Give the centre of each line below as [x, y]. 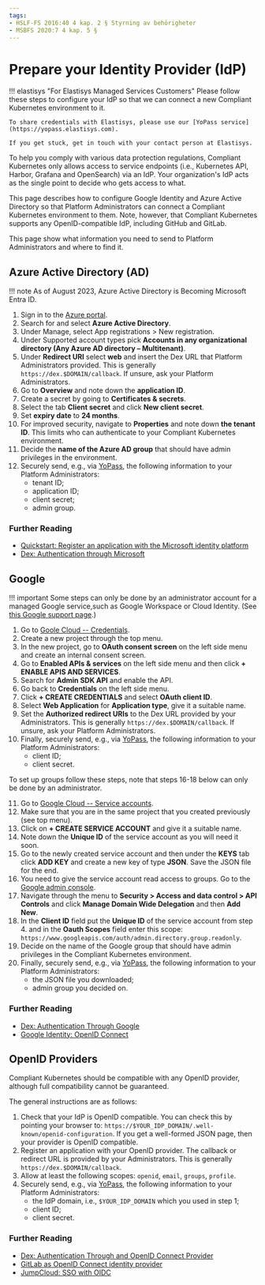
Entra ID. [23, 300]
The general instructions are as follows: [73, 1102]
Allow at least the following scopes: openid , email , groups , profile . [128, 1176]
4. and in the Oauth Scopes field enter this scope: [102, 929]
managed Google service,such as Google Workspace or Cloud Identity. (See [133, 606]
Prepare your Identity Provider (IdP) [128, 69]
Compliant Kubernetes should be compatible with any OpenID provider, [124, 1078]
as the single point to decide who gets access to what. [97, 183]
